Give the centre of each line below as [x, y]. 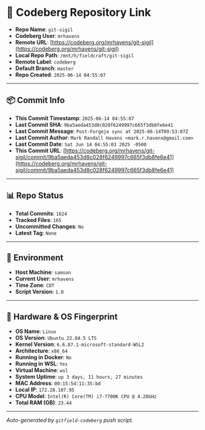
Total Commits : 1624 [41, 213]
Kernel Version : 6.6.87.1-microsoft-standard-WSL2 [80, 345]
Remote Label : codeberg [45, 62]
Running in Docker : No [43, 357]
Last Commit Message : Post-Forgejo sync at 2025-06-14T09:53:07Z [102, 131]
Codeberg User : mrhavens [47, 35]
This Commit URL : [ [40, 150]
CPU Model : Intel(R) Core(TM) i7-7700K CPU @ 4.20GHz [86, 396]
